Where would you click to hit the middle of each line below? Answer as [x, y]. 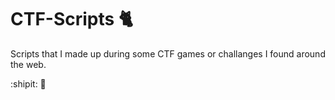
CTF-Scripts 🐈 [71, 19]
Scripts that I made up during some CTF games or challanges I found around [168, 53]
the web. [28, 64]
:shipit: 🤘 [28, 83]
